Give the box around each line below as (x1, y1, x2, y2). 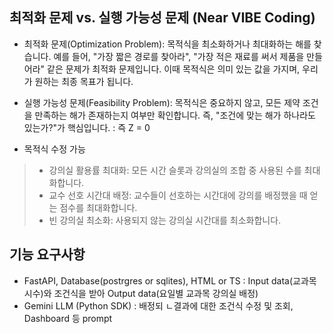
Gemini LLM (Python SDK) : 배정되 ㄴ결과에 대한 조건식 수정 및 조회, (23, 299, 294, 312)
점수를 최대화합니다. (59, 201, 138, 213)
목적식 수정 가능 (23, 143, 86, 155)
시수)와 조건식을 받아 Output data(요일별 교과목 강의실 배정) (23, 287, 259, 299)
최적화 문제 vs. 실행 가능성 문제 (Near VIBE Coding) (9, 9, 316, 27)
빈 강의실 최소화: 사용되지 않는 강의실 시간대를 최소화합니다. (48, 214, 282, 226)
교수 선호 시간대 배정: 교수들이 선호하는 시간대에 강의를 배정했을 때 (48, 189, 308, 201)
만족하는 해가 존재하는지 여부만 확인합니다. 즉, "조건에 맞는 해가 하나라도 (34, 109, 316, 121)
